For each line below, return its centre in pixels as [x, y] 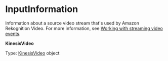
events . [13, 33]
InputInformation [42, 9]
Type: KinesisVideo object [32, 53]
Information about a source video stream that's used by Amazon [72, 23]
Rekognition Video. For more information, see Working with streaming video [84, 28]
